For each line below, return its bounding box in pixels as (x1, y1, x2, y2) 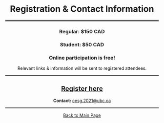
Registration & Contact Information (10, 3, 154, 15)
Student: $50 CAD (60, 41, 104, 48)
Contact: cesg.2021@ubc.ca (53, 98, 111, 103)
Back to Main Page (63, 112, 101, 118)
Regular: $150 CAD (59, 28, 105, 35)
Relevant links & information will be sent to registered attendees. (17, 65, 147, 71)
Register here (61, 84, 103, 93)
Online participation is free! (48, 54, 116, 61)
